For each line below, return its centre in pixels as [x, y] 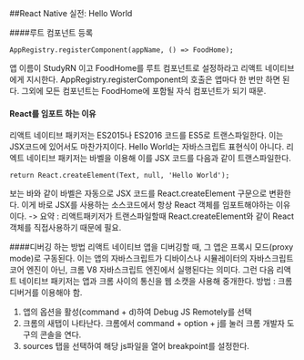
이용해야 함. [61, 293]
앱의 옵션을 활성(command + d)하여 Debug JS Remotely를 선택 [137, 312]
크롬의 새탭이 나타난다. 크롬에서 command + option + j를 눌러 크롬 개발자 [153, 324]
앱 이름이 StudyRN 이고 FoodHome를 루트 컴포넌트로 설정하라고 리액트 [137, 68]
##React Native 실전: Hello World [71, 13]
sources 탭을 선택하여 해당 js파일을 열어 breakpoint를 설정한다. [136, 346]
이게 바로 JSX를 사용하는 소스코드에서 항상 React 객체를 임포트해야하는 [148, 205]
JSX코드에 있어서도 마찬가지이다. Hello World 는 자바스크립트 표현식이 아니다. [147, 147]
